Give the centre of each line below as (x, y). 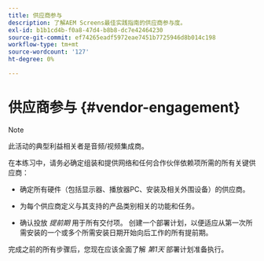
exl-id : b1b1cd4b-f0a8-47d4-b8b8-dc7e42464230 (86, 30)
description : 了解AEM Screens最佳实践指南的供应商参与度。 (97, 23)
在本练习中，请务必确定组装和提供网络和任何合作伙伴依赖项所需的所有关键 (128, 163)
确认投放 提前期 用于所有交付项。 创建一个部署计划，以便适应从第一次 (132, 222)
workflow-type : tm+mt (44, 45)
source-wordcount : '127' (49, 52)
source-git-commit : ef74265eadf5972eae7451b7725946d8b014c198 (112, 37)
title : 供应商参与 (35, 15)
